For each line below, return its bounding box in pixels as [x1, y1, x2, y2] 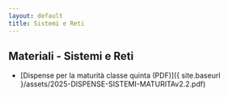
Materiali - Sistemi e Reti [8, 49, 134, 63]
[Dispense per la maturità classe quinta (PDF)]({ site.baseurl [19, 70, 221, 81]
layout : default [8, 11, 63, 20]
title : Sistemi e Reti [8, 19, 85, 27]
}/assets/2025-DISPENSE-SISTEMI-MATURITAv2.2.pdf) [19, 79, 206, 89]
